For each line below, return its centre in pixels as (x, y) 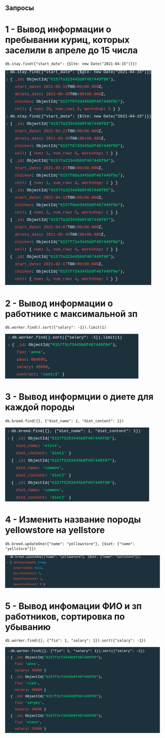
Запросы (20, 8)
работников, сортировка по (65, 617)
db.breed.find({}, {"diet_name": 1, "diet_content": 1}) (65, 421)
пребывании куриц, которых (68, 40)
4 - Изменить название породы (73, 520)
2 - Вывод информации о (59, 303)
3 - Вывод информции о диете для (79, 397)
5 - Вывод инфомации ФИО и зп (73, 606)
